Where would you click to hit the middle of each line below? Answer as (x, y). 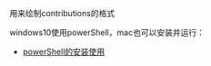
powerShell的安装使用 (64, 52)
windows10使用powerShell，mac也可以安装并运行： (107, 33)
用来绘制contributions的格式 (62, 13)
